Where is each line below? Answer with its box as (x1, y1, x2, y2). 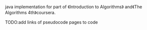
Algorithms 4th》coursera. (5, 10, 56, 15)
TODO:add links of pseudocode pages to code (5, 19, 98, 25)
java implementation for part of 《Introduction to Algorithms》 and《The (5, 4, 142, 10)
